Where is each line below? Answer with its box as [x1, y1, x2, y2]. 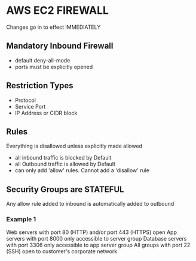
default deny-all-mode [14, 56, 71, 64]
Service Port [14, 103, 46, 110]
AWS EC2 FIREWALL [6, 4, 109, 17]
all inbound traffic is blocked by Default [14, 154, 112, 161]
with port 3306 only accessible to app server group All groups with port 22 [6, 241, 191, 249]
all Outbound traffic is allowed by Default [14, 160, 115, 168]
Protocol [14, 97, 36, 104]
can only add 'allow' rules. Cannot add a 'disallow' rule [14, 167, 150, 174]
